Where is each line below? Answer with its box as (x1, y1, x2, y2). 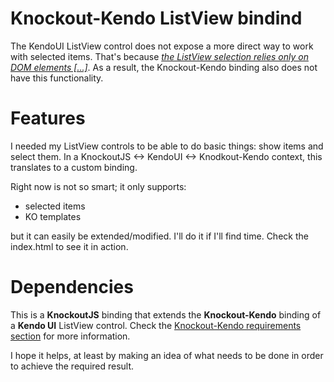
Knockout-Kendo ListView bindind (10, 7, 303, 30)
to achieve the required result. (10, 360, 135, 372)
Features (10, 107, 86, 130)
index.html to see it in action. (10, 240, 129, 252)
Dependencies (10, 276, 134, 299)
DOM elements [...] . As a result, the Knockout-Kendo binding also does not (10, 61, 318, 73)
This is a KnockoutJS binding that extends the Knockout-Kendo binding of (10, 308, 322, 321)
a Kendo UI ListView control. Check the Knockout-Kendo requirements (10, 319, 302, 331)
